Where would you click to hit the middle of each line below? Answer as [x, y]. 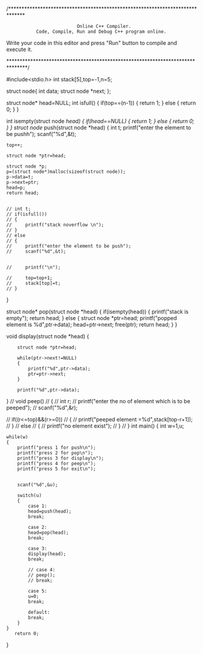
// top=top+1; [29, 278]
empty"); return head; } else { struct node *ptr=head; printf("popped [92, 318]
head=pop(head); [48, 533]
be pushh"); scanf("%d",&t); [42, 134]
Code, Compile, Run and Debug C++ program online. [101, 32]
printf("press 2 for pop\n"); [55, 453]
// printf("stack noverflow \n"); [55, 225]
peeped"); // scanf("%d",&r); [42, 407]
